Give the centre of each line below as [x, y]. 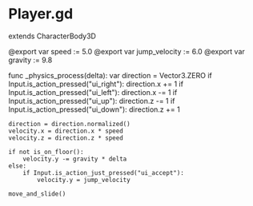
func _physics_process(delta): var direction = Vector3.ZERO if [110, 75]
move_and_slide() [37, 194]
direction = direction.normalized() [69, 124]
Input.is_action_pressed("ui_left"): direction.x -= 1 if [93, 92]
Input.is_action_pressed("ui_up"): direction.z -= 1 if [92, 101]
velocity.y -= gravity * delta [75, 159]
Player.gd [41, 14]
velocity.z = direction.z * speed [66, 138]
